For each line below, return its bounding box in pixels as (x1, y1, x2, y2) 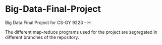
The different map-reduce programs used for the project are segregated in (5, 29, 158, 35)
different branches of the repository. (5, 34, 79, 40)
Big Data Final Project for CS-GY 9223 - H (5, 20, 91, 25)
